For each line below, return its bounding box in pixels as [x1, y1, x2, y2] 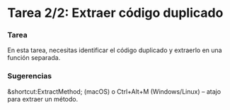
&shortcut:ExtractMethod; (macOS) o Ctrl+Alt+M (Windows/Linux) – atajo [7, 87, 222, 96]
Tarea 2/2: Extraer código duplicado [7, 5, 224, 21]
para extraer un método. [7, 94, 79, 103]
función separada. [7, 54, 61, 62]
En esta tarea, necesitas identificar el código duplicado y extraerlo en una [7, 46, 222, 54]
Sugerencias [7, 71, 52, 81]
